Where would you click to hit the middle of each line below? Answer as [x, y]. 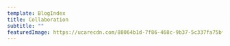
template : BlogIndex [37, 13]
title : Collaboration [38, 20]
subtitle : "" [26, 26]
